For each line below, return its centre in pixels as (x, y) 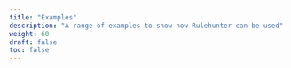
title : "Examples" (43, 17)
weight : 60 (29, 34)
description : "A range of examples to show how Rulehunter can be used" (146, 26)
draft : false (33, 42)
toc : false (29, 50)
